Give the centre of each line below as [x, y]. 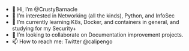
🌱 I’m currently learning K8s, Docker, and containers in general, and [95, 22]
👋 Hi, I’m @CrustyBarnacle [45, 9]
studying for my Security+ [44, 28]
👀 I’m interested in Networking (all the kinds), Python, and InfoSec [93, 16]
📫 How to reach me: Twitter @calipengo [62, 41]
